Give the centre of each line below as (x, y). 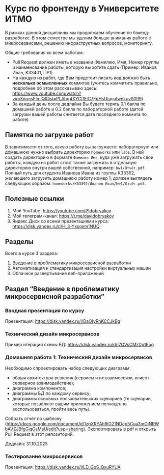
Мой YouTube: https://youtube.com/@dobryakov (62, 210)
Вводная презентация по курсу (45, 310)
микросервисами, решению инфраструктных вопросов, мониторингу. (79, 43)
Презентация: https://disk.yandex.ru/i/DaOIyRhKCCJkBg (63, 321)
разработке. (18, 38)
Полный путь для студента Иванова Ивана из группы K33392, (70, 173)
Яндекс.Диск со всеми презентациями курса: (60, 221)
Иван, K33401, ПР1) (32, 72)
